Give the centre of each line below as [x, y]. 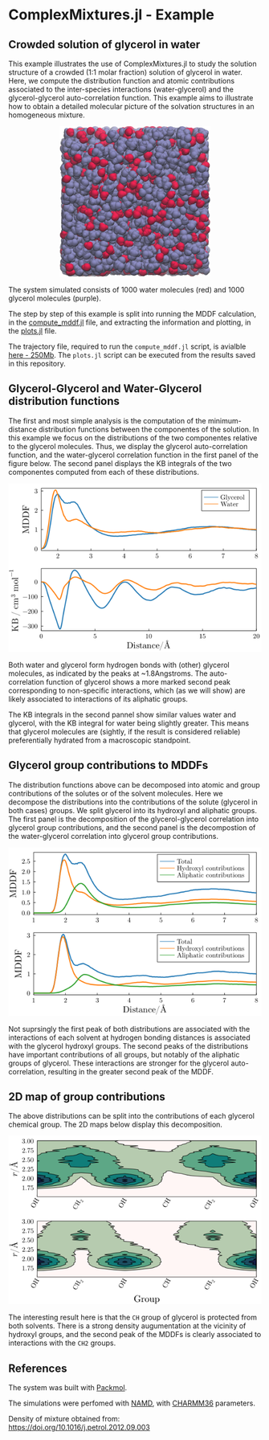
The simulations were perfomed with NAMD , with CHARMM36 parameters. [132, 1403]
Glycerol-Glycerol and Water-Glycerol [105, 389]
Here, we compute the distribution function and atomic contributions [122, 81]
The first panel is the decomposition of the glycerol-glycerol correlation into [134, 819]
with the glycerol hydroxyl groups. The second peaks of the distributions [128, 1045]
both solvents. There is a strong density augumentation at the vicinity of [127, 1326]
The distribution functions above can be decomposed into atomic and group [134, 784]
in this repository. [37, 364]
